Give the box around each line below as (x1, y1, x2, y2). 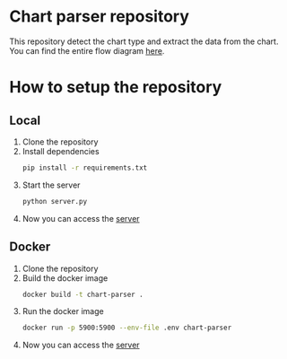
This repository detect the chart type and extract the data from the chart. (9, 36, 279, 47)
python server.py (22, 197, 88, 206)
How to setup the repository (9, 77, 222, 98)
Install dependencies (22, 145, 100, 156)
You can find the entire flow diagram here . (9, 45, 165, 56)
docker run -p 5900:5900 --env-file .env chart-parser (22, 323, 232, 333)
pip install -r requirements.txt (22, 163, 148, 172)
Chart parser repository (9, 6, 190, 27)
